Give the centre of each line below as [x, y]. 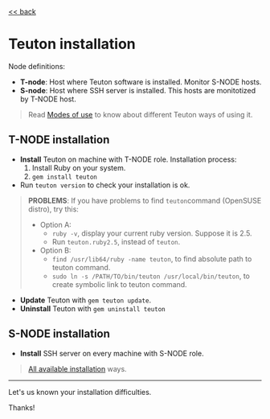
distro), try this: [53, 209]
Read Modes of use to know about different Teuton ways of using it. [140, 114]
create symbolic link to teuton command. [119, 284]
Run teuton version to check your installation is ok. [105, 185]
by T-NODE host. [48, 99]
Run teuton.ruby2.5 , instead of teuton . [116, 241]
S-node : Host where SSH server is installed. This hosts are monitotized [138, 90]
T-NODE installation [59, 140]
